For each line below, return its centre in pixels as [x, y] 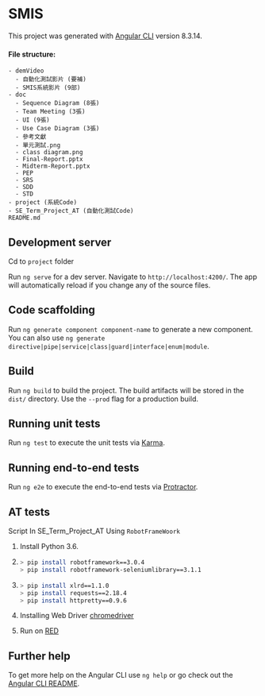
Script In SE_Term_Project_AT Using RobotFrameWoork [94, 531]
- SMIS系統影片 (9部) [48, 88]
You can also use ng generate [57, 338]
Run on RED [39, 631]
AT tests [29, 512]
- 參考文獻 [31, 137]
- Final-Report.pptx [49, 160]
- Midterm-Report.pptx [53, 166]
